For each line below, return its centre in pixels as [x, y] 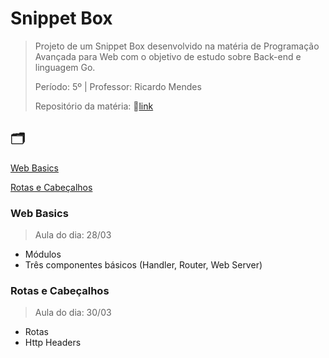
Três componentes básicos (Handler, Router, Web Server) [143, 265]
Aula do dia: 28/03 [73, 235]
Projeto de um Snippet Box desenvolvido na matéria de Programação [177, 46]
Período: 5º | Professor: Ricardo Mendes [118, 86]
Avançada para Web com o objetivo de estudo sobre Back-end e [168, 56]
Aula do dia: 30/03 [73, 313]
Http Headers [53, 343]
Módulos [43, 254]
